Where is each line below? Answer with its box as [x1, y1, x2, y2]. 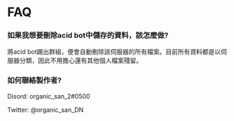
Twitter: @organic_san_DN [7, 106, 84, 114]
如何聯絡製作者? [7, 76, 62, 85]
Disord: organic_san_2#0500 [7, 92, 90, 100]
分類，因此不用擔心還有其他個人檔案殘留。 [19, 57, 142, 65]
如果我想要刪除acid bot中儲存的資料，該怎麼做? [7, 31, 169, 41]
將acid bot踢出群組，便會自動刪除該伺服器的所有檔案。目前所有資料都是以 [7, 48, 221, 56]
